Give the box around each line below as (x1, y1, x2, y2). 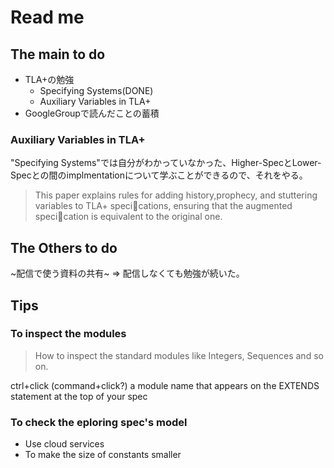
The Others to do (10, 239, 118, 256)
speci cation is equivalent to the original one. (34, 211, 223, 223)
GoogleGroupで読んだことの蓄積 (24, 107, 160, 119)
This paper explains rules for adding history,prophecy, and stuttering (34, 189, 318, 201)
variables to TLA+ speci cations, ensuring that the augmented (34, 200, 293, 212)
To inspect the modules (10, 327, 127, 341)
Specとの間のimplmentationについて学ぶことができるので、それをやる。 (10, 169, 308, 181)
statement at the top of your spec (10, 390, 148, 402)
